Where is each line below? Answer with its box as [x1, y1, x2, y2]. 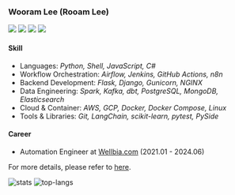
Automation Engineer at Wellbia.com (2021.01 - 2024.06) [19, 147, 205, 156]
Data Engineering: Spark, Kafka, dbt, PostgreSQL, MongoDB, [19, 86, 219, 96]
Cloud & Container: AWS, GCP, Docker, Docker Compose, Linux [19, 103, 227, 112]
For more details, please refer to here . [8, 162, 131, 171]
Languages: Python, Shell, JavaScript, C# [19, 61, 156, 70]
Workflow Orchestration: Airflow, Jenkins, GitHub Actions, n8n [19, 69, 223, 79]
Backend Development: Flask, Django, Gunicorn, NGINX [19, 77, 203, 87]
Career [8, 129, 32, 139]
